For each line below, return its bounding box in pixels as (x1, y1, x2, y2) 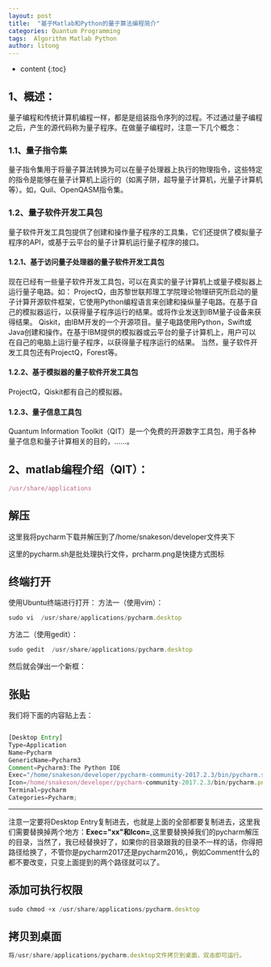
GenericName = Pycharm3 (8, 756, 81, 764)
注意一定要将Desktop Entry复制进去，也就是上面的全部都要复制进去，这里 (8, 817, 254, 826)
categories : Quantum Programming (8, 27, 121, 35)
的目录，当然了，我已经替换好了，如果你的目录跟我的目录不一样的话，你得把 (8, 837, 263, 847)
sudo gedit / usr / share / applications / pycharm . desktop (8, 646, 194, 654)
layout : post (8, 11, 52, 20)
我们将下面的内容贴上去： (8, 711, 94, 720)
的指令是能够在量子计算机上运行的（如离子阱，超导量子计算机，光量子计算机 (8, 175, 263, 184)
